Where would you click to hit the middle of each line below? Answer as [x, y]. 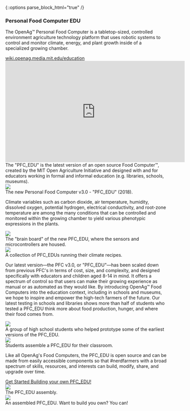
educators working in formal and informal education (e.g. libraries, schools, [85, 176]
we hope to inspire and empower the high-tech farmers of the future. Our [83, 298]
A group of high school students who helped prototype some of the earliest [85, 329]
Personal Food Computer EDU [43, 21]
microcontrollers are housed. [36, 244]
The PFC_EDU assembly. [31, 392]
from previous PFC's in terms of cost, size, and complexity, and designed [83, 271]
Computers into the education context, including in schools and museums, [84, 292]
